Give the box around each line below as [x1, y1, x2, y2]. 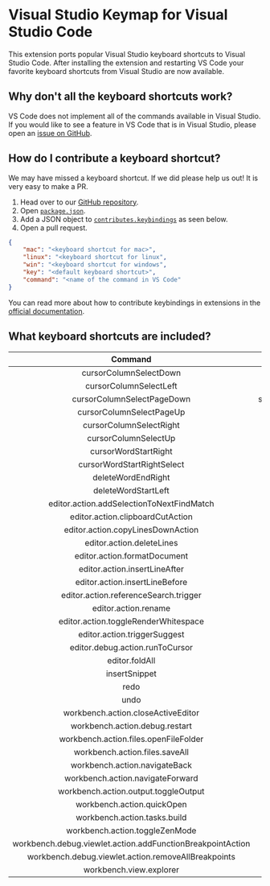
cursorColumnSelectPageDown [72, 393, 191, 404]
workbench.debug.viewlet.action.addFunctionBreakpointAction [12, 838, 251, 849]
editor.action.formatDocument [74, 550, 189, 561]
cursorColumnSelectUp [87, 432, 176, 443]
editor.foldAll [107, 654, 156, 666]
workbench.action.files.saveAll [73, 746, 189, 757]
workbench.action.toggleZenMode [66, 825, 197, 836]
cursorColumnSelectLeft [85, 380, 178, 391]
